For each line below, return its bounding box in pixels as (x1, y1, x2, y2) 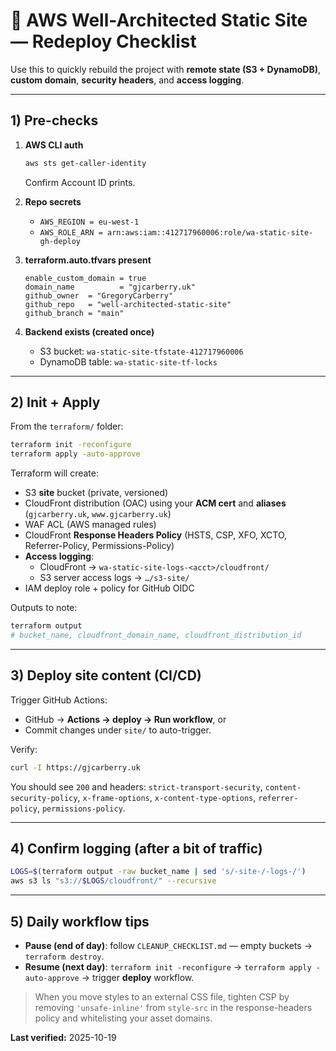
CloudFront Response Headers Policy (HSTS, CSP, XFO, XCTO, (24, 529, 288, 541)
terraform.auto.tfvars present (24, 254, 152, 266)
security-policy (10, 793, 78, 803)
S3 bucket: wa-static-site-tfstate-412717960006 (39, 345, 244, 357)
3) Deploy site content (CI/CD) (10, 667, 202, 684)
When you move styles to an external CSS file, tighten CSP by (34, 991, 290, 1003)
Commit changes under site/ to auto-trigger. (24, 724, 212, 736)
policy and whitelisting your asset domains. (34, 1012, 213, 1024)
